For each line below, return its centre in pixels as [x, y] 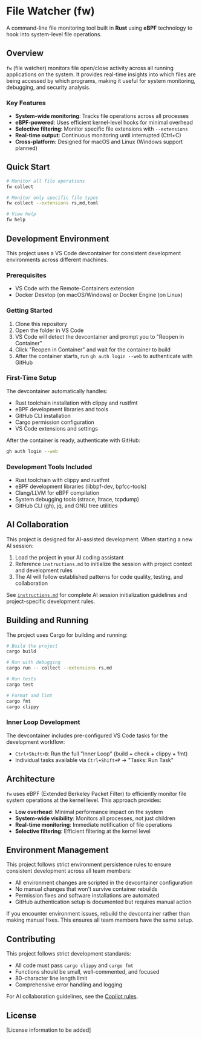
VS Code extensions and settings [57, 428]
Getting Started [29, 311]
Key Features [26, 103]
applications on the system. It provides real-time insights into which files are [101, 74]
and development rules [44, 570]
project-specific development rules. [51, 601]
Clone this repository [41, 324]
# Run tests [21, 679]
